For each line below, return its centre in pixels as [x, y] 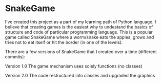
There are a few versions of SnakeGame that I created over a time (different [81, 52]
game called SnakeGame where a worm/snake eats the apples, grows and [80, 37]
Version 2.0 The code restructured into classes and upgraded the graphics [80, 75]
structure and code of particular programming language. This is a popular [79, 32]
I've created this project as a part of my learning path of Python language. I [81, 22]
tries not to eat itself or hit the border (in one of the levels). [64, 42]
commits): [15, 56]
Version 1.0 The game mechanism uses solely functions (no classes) [74, 66]
